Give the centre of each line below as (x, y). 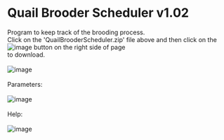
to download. (26, 55)
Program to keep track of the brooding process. (76, 32)
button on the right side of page (80, 47)
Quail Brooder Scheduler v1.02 (98, 13)
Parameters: (25, 84)
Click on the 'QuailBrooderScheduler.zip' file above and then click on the (112, 39)
